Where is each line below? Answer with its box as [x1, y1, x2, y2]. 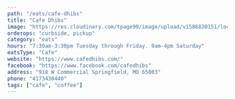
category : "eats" [7, 36, 58, 43]
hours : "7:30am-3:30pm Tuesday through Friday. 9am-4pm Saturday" [7, 43, 205, 49]
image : [7, 23, 27, 30]
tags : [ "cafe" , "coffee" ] [7, 82, 83, 89]
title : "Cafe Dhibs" [7, 17, 68, 24]
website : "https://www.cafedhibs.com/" [7, 56, 124, 63]
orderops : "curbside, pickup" [7, 29, 96, 37]
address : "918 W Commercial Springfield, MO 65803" [7, 68, 161, 75]
